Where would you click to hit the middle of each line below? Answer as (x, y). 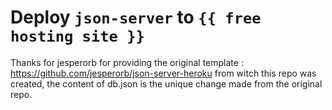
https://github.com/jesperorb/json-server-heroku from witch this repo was (163, 73)
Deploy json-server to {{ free (136, 17)
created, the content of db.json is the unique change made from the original (166, 83)
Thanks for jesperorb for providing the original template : (127, 62)
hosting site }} (77, 36)
